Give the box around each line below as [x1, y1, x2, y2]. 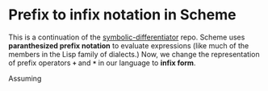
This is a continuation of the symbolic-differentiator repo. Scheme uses [8, 32, 245, 42]
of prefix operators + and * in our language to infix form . [8, 58, 196, 68]
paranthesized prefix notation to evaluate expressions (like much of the [8, 40, 249, 50]
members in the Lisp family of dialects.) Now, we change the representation [8, 49, 260, 59]
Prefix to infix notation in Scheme [8, 6, 237, 24]
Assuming [8, 73, 42, 83]
